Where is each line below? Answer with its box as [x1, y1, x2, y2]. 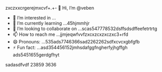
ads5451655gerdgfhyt [12, 52, 60, 58]
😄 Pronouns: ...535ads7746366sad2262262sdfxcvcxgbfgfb [12, 39, 140, 44]
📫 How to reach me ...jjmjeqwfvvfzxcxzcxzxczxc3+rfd [12, 31, 129, 37]
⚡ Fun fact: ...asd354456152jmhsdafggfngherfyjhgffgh [12, 44, 128, 51]
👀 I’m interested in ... [12, 15, 56, 20]
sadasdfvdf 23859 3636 [5, 62, 57, 67]
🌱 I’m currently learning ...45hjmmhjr [12, 20, 90, 26]
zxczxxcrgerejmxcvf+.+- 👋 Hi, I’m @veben [5, 5, 95, 11]
